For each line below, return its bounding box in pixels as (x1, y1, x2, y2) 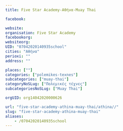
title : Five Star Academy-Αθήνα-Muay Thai (5, 7, 96, 13)
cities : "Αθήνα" (5, 49, 39, 54)
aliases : (5, 114, 24, 119)
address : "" (5, 58, 30, 63)
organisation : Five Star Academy (5, 30, 76, 35)
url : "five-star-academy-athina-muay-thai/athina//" (5, 104, 119, 109)
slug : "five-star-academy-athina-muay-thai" (5, 109, 101, 114)
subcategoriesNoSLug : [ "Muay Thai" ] (5, 86, 83, 91)
